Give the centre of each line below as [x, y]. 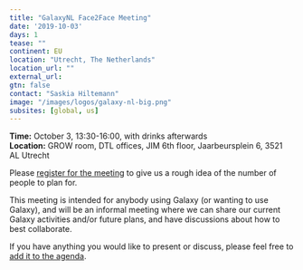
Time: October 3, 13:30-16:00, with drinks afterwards [109, 136]
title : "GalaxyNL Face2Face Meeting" [80, 18]
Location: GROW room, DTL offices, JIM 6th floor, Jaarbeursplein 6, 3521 [146, 146]
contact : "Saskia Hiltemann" [64, 93]
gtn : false [30, 85]
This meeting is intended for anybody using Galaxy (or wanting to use [139, 200]
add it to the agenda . [48, 256]
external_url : [36, 77]
